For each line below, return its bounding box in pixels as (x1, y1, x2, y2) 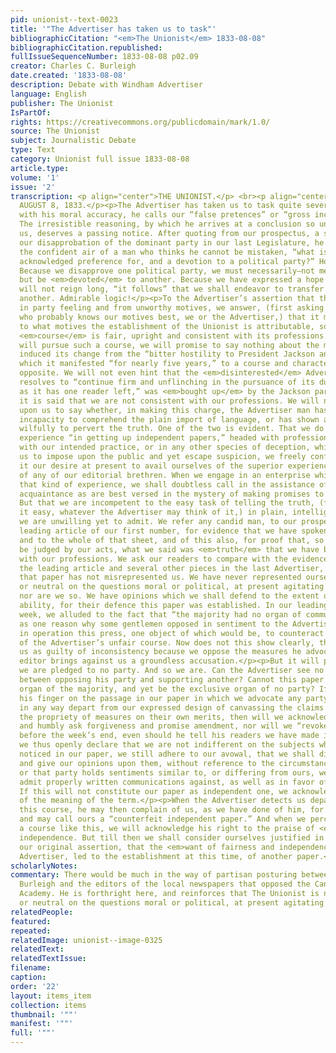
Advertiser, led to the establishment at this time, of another (19, 851, 293, 861)
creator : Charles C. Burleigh (10, 61, 137, 71)
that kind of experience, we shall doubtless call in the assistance (19, 479, 315, 490)
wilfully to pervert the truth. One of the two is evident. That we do (19, 424, 325, 434)
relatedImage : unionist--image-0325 (10, 935, 163, 945)
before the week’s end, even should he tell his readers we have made (19, 731, 320, 741)
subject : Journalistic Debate (10, 136, 137, 146)
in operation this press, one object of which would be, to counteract (19, 628, 325, 638)
